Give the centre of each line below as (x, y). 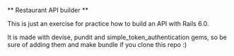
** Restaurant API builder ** (48, 10)
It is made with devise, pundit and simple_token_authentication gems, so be (117, 37)
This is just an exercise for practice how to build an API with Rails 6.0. (108, 23)
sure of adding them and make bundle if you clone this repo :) (97, 44)
